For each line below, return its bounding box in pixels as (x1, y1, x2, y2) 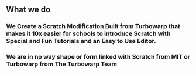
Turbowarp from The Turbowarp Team (6, 60, 117, 68)
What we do (6, 5, 51, 15)
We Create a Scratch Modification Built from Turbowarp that (6, 22, 180, 31)
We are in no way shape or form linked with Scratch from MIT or (6, 53, 190, 61)
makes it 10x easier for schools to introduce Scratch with (6, 29, 171, 38)
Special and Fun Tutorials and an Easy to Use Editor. (6, 37, 156, 45)
